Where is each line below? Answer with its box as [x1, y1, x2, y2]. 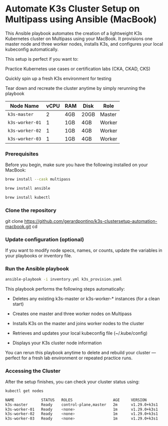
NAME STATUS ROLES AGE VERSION [5, 397, 147, 402]
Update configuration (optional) [5, 236, 84, 243]
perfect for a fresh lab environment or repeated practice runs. [5, 355, 133, 361]
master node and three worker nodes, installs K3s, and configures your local [5, 41, 163, 47]
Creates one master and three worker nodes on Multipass [12, 311, 132, 317]
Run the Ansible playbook [5, 265, 69, 272]
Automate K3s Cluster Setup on [5, 3, 140, 15]
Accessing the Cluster [5, 367, 61, 374]
